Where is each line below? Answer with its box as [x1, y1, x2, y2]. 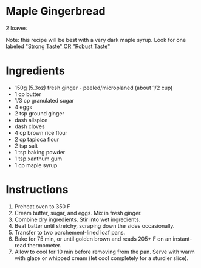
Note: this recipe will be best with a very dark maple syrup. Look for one [5, 36, 186, 43]
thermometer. [27, 241, 62, 249]
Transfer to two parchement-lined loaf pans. [14, 228, 126, 236]
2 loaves [5, 24, 27, 32]
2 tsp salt [14, 142, 38, 149]
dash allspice [14, 116, 48, 123]
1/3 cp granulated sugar [14, 97, 74, 104]
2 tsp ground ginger [14, 109, 64, 117]
